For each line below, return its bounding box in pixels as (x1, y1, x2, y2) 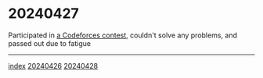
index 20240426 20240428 (8, 61, 99, 70)
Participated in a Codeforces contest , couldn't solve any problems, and (8, 30, 237, 40)
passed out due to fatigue (8, 38, 92, 48)
